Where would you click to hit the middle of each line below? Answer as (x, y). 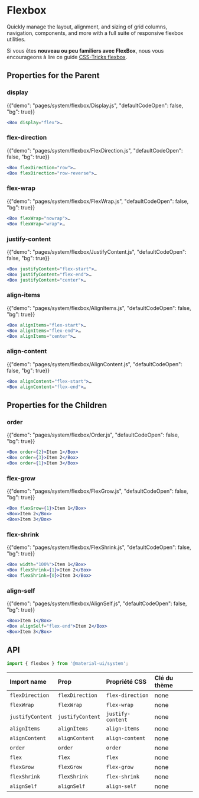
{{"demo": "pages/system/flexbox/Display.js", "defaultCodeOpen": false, (95, 105)
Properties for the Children (57, 405)
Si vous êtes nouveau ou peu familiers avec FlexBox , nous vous (85, 50)
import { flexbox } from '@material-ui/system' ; (68, 664)
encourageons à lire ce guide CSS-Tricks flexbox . (67, 57)
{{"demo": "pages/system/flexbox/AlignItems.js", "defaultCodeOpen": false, (99, 308)
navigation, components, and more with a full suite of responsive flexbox (95, 33)
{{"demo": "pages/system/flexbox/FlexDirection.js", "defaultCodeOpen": (95, 150)
